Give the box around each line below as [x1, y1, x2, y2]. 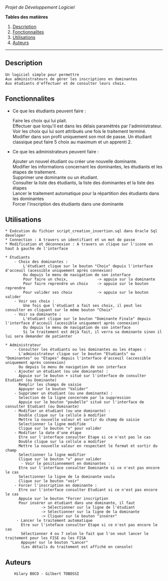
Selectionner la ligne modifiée [18, 422, 86, 427]
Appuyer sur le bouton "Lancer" [20, 540, 88, 545]
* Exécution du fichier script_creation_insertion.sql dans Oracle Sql [5, 229, 157, 234]
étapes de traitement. [12, 169, 57, 175]
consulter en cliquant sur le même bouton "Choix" [5, 308, 113, 313]
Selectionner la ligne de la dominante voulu [18, 474, 115, 479]
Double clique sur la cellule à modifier [18, 413, 106, 418]
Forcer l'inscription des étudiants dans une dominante [12, 201, 124, 207]
